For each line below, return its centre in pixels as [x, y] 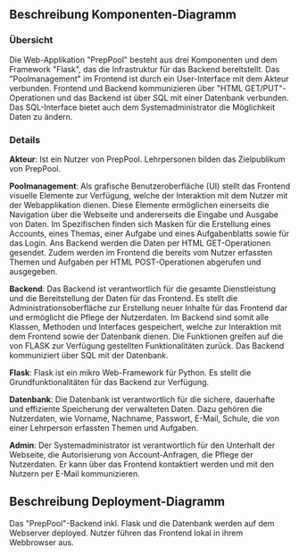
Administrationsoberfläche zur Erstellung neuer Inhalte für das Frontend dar [149, 307]
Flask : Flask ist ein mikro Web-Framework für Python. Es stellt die [130, 372]
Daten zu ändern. [41, 116]
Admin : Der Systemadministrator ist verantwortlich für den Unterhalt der [142, 445]
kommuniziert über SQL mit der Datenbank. [89, 355]
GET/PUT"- [266, 88]
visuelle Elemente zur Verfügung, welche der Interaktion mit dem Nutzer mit [149, 195]
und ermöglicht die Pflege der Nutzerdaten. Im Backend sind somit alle [139, 317]
